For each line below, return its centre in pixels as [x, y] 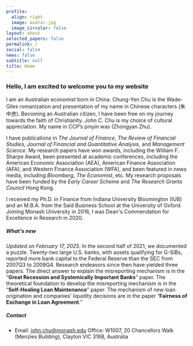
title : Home [20, 66]
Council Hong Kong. [30, 188]
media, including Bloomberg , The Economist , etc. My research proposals [94, 175]
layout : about [23, 33]
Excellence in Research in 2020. [45, 218]
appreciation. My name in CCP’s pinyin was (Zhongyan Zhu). [79, 126]
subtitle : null [25, 60]
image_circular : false [39, 28]
